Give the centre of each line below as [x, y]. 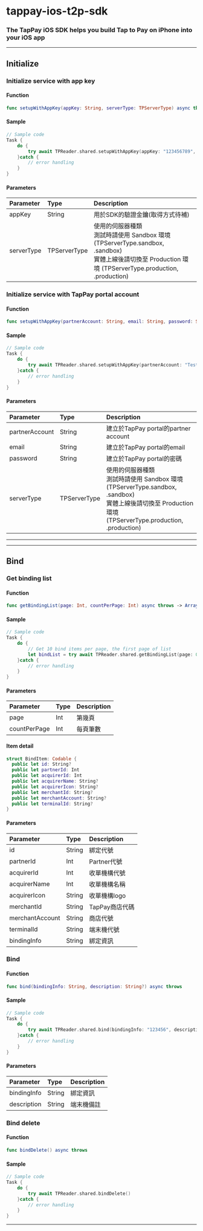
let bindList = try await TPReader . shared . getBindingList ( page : [111, 654]
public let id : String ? [41, 764]
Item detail [20, 746]
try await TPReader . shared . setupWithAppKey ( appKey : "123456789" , [112, 151]
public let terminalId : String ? [53, 804]
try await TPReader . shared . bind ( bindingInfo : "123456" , [100, 1030]
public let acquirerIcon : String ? [55, 787]
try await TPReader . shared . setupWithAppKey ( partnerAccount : [105, 365]
